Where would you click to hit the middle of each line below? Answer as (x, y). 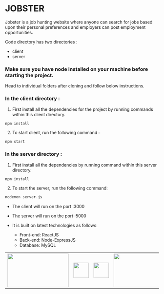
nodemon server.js (24, 197)
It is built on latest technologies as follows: (55, 226)
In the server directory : (34, 154)
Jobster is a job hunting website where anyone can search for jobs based (79, 22)
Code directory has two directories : (41, 42)
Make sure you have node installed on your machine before (77, 69)
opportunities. (19, 32)
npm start (15, 142)
